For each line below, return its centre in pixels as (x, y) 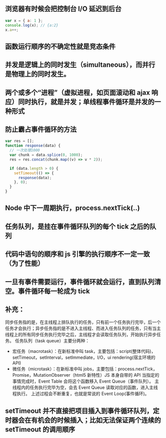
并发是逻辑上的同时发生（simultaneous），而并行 (80, 65)
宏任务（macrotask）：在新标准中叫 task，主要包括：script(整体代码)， (84, 351)
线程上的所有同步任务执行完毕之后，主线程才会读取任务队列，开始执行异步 (81, 335)
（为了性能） (25, 264)
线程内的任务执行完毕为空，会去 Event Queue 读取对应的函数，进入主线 (85, 388)
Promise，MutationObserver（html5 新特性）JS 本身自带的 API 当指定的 (86, 375)
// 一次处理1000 (25, 150)
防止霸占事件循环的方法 (41, 129)
